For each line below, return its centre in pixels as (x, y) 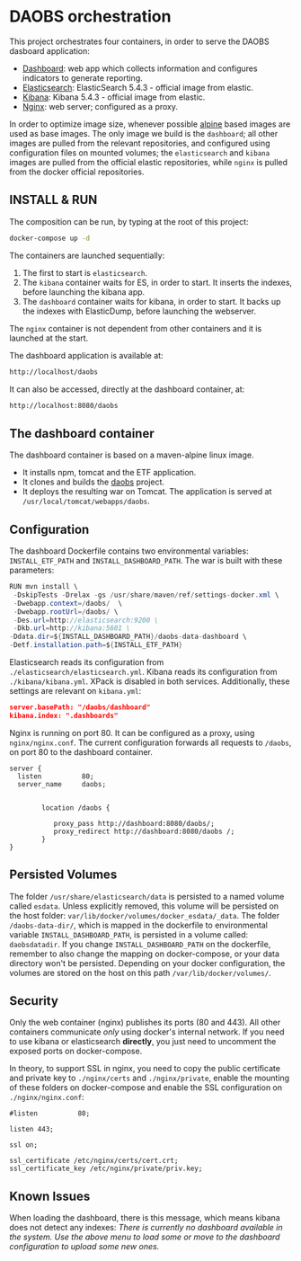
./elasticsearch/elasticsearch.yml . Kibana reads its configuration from (143, 672)
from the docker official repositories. (77, 172)
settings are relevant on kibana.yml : (75, 691)
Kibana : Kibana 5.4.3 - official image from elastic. (114, 97)
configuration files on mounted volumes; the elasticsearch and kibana (140, 152)
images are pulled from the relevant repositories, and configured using (140, 143)
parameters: (32, 570)
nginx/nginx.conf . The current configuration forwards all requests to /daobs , (150, 742)
